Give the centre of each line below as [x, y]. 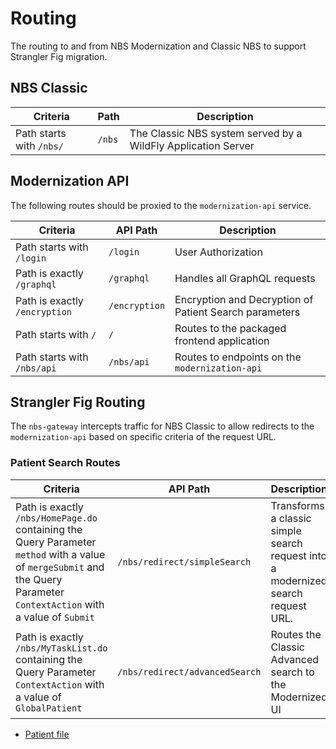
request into [299, 555]
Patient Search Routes [65, 463]
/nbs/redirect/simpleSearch [184, 561]
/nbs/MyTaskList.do [61, 648]
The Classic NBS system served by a [216, 133]
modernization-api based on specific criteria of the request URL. [143, 437]
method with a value [60, 554]
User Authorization [218, 252]
